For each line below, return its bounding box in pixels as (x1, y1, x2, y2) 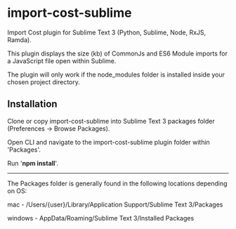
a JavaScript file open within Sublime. (7, 56, 117, 65)
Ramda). (7, 35, 32, 44)
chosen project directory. (7, 77, 81, 86)
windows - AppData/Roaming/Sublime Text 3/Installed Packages (7, 214, 195, 222)
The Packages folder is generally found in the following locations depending (7, 179, 228, 188)
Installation (7, 98, 58, 110)
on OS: (7, 186, 27, 195)
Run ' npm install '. (7, 159, 58, 167)
